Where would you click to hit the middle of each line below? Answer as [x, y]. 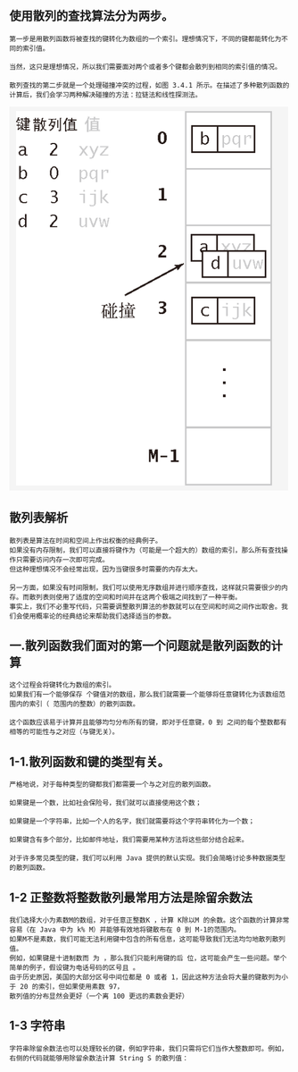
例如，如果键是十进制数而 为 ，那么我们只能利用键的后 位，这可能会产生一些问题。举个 [148, 958]
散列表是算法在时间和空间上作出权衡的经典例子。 [86, 540]
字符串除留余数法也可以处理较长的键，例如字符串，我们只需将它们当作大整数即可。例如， [149, 1049]
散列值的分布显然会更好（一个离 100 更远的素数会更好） [99, 996]
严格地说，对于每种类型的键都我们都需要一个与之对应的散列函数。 [112, 785]
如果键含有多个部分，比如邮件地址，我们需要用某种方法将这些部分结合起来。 [129, 840]
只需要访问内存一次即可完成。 [62, 560]
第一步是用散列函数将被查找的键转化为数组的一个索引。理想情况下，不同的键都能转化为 [145, 38]
